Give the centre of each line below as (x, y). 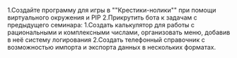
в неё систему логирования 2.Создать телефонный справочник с (106, 40)
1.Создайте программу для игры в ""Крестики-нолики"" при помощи (112, 10)
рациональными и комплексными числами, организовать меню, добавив (119, 32)
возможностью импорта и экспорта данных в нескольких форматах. (112, 47)
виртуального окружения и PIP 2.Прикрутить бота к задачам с (102, 17)
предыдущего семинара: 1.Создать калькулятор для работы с (101, 25)
